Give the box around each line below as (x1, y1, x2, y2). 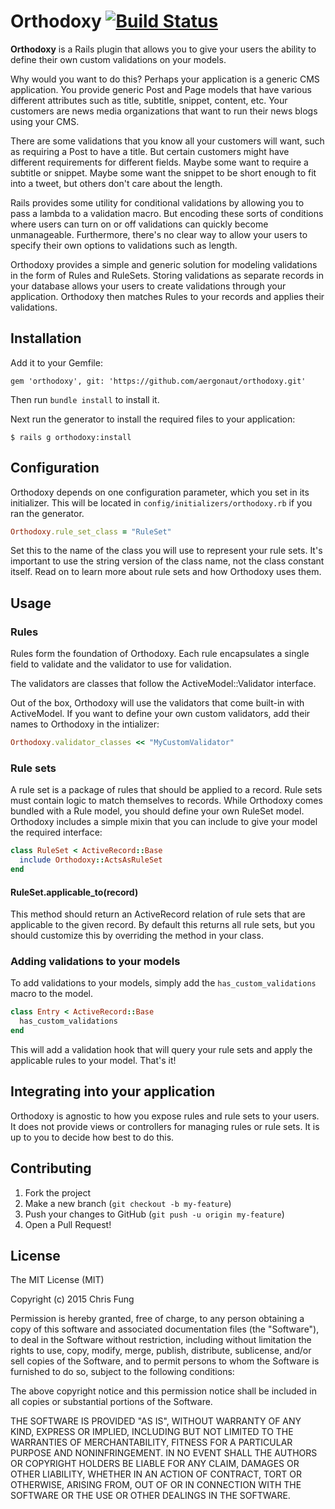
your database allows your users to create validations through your (10, 280, 287, 292)
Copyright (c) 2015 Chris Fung (10, 1293, 135, 1305)
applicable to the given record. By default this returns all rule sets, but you (10, 919, 315, 931)
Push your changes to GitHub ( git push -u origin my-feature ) (24, 1208, 285, 1220)
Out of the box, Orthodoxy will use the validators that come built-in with (10, 697, 305, 709)
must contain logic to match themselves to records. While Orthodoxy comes (10, 795, 323, 807)
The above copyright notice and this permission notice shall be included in (10, 1385, 317, 1397)
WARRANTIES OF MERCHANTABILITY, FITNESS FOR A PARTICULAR (10, 1436, 293, 1449)
